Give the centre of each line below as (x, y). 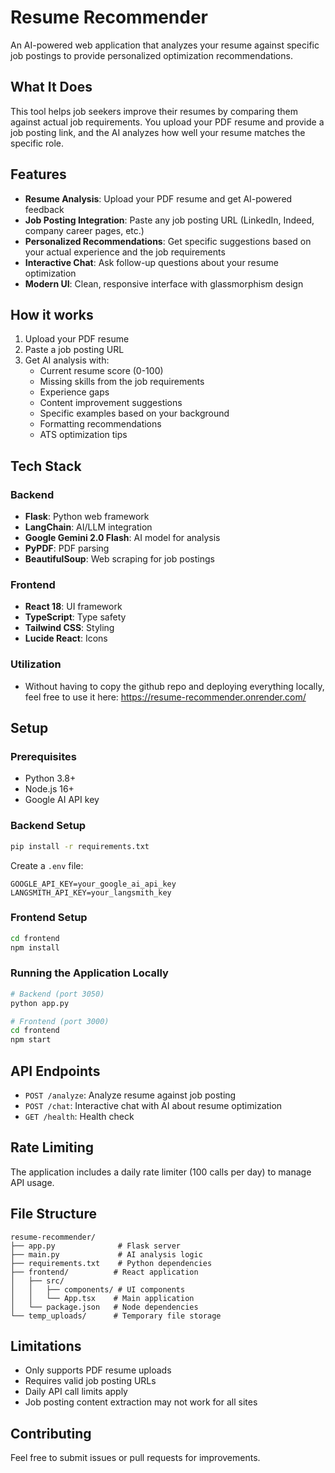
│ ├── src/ (37, 1281)
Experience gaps (74, 392)
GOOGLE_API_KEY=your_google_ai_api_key (93, 884)
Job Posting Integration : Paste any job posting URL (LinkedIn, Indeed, (169, 220)
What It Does (51, 87)
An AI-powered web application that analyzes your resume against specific (165, 45)
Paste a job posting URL (74, 350)
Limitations (46, 1346)
